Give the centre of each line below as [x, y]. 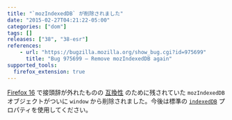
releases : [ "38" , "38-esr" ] [48, 40]
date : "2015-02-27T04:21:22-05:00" [59, 20]
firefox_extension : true [49, 71]
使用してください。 [65, 110]
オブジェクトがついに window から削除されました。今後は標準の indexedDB [112, 101]
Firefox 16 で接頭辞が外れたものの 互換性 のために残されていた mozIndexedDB [116, 92]
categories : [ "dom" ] [37, 26]
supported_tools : [32, 65]
